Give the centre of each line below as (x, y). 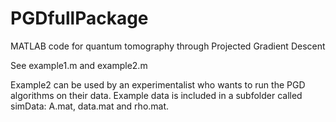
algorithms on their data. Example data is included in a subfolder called (156, 95)
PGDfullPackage (79, 18)
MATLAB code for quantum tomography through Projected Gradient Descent (168, 46)
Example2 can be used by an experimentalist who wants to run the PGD (158, 84)
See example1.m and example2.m (79, 65)
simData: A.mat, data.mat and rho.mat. (90, 106)
